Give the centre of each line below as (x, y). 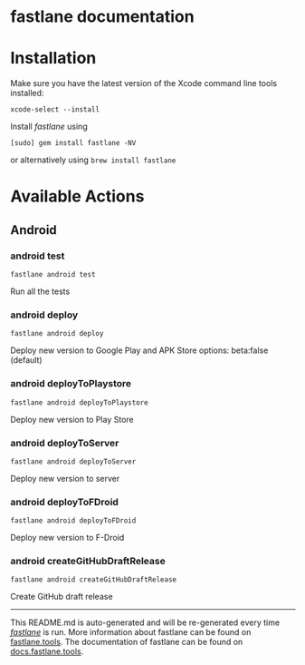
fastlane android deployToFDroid (73, 521)
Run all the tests (40, 291)
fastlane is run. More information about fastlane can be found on (131, 632)
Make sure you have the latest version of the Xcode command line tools (144, 83)
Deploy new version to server (65, 478)
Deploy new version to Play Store (72, 419)
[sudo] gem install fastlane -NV (73, 143)
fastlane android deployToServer (73, 461)
